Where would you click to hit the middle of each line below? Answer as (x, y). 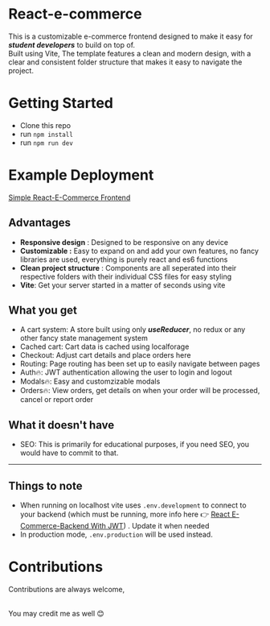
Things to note (45, 485)
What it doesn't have (61, 425)
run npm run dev (47, 143)
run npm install (47, 134)
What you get (43, 311)
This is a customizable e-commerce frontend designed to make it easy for (131, 36)
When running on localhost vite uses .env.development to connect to (133, 505)
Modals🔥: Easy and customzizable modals (90, 381)
